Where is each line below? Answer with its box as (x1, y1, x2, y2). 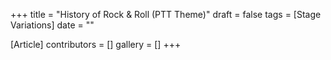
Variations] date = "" (10, 19, 95, 31)
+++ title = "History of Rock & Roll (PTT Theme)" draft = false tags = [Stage (10, 9, 322, 20)
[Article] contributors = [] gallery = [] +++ (10, 39, 182, 50)
